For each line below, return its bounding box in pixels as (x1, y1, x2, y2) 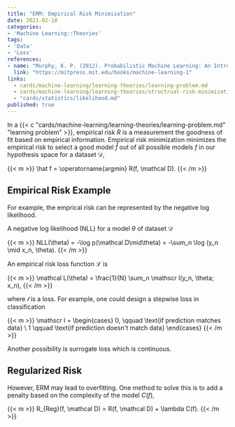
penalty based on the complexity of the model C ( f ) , (7, 391, 155, 399)
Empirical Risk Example (7, 185, 111, 197)
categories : (7, 23, 42, 30)
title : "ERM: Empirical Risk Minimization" (7, 10, 136, 17)
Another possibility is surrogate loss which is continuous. (7, 344, 172, 353)
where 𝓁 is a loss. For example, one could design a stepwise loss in (7, 295, 199, 303)
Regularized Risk (7, 365, 83, 377)
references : (7, 56, 42, 63)
